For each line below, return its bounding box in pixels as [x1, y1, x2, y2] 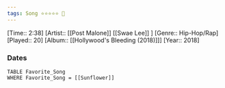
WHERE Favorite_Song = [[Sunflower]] [7, 74, 115, 81]
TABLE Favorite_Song [7, 68, 66, 75]
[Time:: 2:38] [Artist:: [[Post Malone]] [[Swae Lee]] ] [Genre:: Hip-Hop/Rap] [7, 29, 219, 37]
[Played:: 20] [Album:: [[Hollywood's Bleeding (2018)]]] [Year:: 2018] [7, 35, 200, 44]
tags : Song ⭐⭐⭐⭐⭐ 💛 [7, 10, 65, 17]
